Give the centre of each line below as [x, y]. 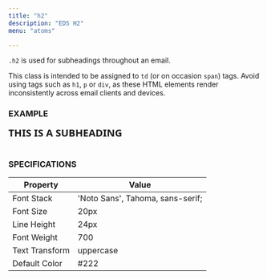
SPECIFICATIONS [42, 164]
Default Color [37, 263]
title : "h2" [28, 16]
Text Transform [41, 250]
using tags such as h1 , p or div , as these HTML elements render [113, 84]
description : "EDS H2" [46, 23]
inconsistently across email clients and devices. [87, 93]
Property [41, 184]
